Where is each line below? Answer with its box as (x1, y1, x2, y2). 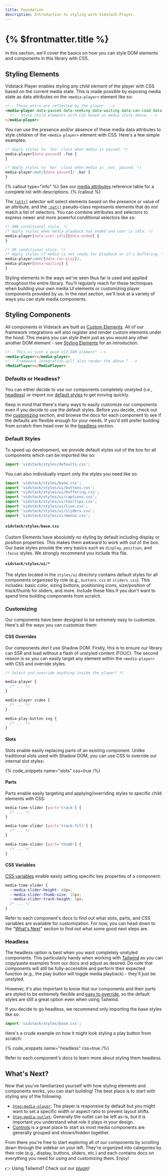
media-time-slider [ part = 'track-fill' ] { (5, 824, 93, 829)
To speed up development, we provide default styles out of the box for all (5, 446, 156, 453)
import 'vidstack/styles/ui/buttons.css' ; (5, 485, 95, 490)
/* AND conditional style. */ (5, 224, 68, 229)
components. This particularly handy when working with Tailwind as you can (5, 955, 163, 961)
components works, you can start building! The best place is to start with (5, 1088, 156, 1094)
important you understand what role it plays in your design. (12, 1119, 134, 1125)
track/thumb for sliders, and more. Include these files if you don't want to (5, 587, 156, 594)
